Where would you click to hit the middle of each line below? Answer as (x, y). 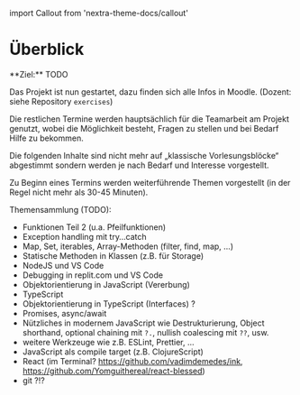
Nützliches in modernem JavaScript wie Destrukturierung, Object (143, 323)
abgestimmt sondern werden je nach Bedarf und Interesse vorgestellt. (139, 165)
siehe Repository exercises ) (61, 101)
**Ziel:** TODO (39, 74)
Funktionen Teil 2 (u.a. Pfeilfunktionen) (94, 227)
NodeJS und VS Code (63, 265)
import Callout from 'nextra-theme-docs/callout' (99, 13)
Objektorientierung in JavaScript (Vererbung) (106, 284)
